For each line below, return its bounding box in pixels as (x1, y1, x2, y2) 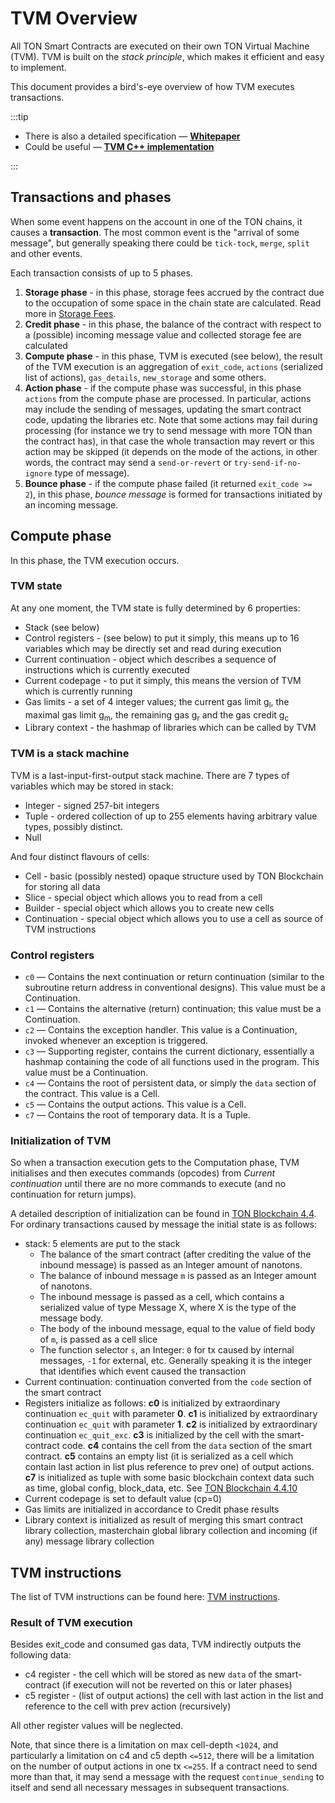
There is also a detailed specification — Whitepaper (24, 130, 241, 142)
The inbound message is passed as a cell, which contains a (39, 1291, 285, 1303)
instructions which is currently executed (24, 663, 190, 676)
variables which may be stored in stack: (10, 780, 174, 792)
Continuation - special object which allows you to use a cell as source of (24, 912, 324, 924)
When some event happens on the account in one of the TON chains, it (10, 215, 303, 227)
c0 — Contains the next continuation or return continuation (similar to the (24, 971, 325, 983)
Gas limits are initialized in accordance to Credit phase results (24, 1503, 280, 1516)
